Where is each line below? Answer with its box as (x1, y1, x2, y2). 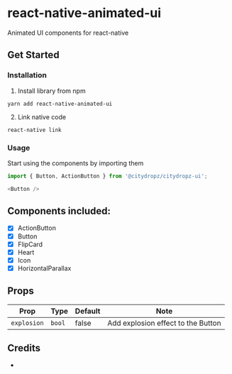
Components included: (7, 205, 111, 217)
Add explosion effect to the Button (107, 318, 221, 328)
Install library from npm (17, 87, 87, 95)
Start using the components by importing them (7, 158, 144, 167)
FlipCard (17, 240, 43, 248)
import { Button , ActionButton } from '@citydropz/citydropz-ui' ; (7, 172, 208, 180)
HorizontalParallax (17, 264, 72, 273)
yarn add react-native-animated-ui (7, 100, 113, 107)
